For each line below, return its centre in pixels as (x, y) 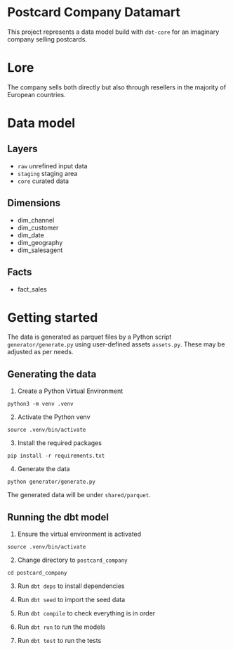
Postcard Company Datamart (94, 12)
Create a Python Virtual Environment (70, 391)
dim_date (31, 235)
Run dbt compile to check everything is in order (86, 613)
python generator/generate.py (52, 482)
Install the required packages (59, 443)
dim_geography (40, 242)
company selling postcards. (47, 39)
